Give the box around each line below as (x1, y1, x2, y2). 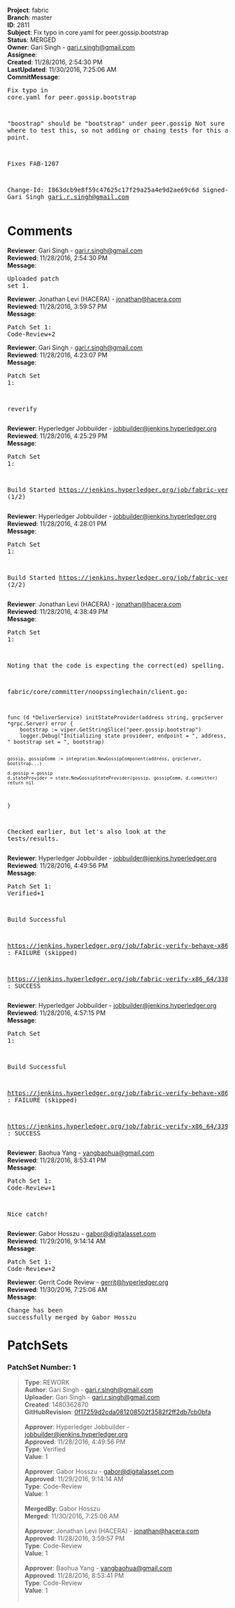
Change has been (7, 1306, 63, 1314)
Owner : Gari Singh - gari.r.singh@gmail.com (7, 43, 135, 51)
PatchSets (7, 1337, 69, 1353)
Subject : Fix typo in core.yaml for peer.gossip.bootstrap (7, 28, 169, 36)
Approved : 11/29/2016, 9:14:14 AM (24, 1475, 124, 1484)
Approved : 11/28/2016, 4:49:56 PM (24, 1437, 126, 1446)
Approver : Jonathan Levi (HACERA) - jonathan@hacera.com (24, 1527, 199, 1535)
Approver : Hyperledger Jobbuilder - (24, 1423, 130, 1431)
